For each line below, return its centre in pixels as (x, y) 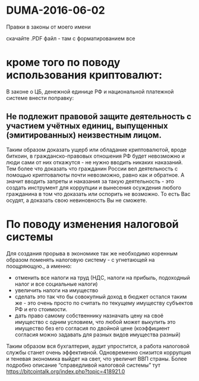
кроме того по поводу (63, 63)
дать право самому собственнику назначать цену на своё (89, 316)
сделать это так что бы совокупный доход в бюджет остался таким (101, 296)
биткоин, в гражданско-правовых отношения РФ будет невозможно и (96, 156)
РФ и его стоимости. (41, 309)
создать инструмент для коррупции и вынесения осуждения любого (94, 188)
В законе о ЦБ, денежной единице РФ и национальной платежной (90, 91)
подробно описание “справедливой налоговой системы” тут (83, 365)
